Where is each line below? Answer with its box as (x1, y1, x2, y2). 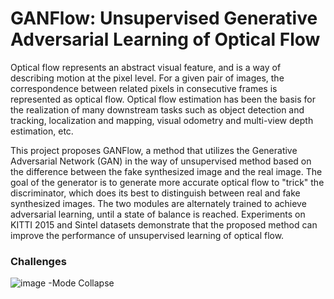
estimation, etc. (10, 125, 74, 137)
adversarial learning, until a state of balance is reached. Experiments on (10, 208, 306, 220)
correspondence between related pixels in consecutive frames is (10, 82, 278, 94)
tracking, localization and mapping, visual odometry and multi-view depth (10, 114, 314, 126)
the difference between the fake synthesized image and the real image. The (10, 165, 323, 177)
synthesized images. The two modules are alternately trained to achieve (10, 197, 307, 209)
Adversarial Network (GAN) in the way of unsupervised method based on (10, 155, 312, 167)
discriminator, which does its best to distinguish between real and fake (10, 187, 301, 199)
